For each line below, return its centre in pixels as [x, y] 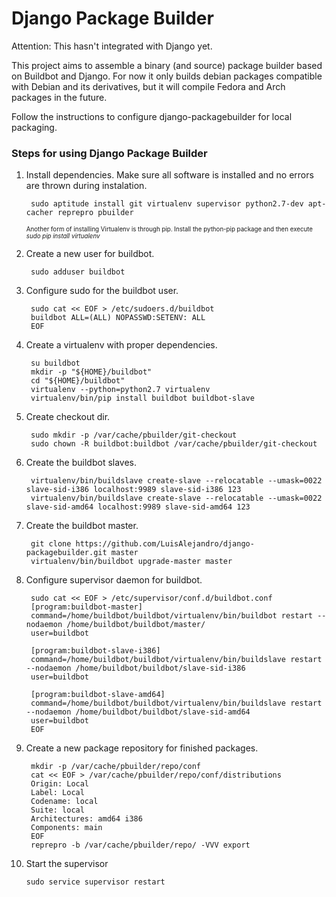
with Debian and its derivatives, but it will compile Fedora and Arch [148, 86]
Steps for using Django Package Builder [109, 153]
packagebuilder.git [66, 553]
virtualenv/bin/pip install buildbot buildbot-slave [142, 398]
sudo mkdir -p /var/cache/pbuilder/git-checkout [134, 435]
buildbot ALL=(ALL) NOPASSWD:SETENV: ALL [118, 318]
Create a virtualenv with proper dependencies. [121, 345]
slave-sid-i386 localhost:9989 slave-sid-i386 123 [133, 490]
